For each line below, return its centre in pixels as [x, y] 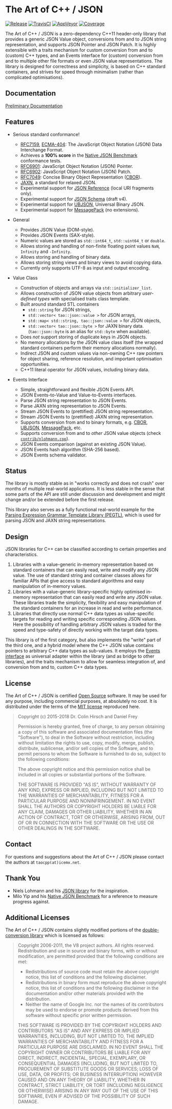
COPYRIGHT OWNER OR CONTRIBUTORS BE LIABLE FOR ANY [84, 1053]
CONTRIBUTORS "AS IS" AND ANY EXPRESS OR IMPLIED [79, 1031]
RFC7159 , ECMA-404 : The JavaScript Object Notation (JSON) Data [91, 144]
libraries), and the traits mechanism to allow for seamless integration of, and [85, 662]
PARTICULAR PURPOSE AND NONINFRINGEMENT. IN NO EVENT [87, 801]
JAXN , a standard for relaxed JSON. [58, 182]
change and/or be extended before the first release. [60, 500]
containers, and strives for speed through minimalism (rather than [74, 72]
